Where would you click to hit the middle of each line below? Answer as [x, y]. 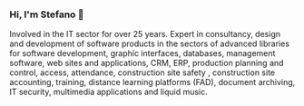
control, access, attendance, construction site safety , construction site [142, 72]
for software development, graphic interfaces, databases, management [142, 53]
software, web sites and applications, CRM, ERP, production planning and [147, 63]
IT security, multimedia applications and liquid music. [109, 92]
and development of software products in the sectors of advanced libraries [150, 43]
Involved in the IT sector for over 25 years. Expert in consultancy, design [145, 34]
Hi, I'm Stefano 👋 [47, 14]
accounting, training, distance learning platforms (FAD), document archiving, [152, 82]
